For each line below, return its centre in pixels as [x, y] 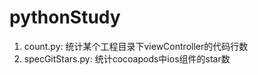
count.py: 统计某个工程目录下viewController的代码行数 [136, 46]
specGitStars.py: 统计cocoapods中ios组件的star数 [127, 58]
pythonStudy [65, 17]
